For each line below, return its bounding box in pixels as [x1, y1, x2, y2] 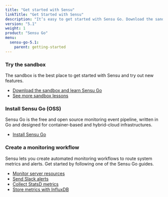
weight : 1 [5, 26, 26, 31]
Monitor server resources [12, 170, 65, 176]
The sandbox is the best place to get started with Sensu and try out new [5, 72, 154, 78]
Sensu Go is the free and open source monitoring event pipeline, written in [5, 116, 158, 122]
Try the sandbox [5, 61, 46, 68]
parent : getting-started [14, 44, 66, 49]
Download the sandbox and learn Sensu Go [12, 87, 102, 93]
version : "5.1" [5, 21, 37, 26]
